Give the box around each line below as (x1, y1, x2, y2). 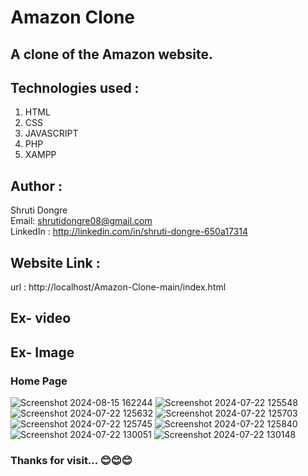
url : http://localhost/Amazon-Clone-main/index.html (10, 281, 227, 293)
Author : (10, 177, 63, 195)
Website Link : (10, 254, 101, 271)
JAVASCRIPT (24, 127, 79, 140)
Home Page (10, 374, 68, 388)
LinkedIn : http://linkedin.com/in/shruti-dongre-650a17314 (10, 226, 249, 238)
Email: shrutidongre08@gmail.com (10, 215, 153, 227)
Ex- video (10, 310, 72, 327)
